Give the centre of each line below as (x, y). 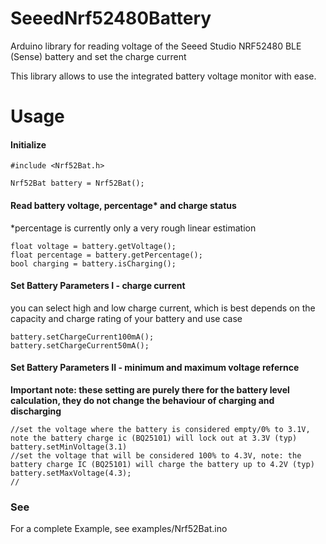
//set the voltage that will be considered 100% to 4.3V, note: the (156, 455)
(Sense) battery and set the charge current (98, 56)
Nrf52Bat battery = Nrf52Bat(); (77, 183)
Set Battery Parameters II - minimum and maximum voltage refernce (155, 368)
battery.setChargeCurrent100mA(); (82, 337)
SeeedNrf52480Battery (111, 18)
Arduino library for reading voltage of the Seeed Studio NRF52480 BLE (156, 46)
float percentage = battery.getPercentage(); (106, 255)
